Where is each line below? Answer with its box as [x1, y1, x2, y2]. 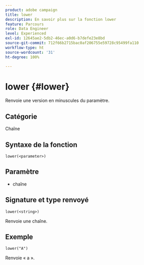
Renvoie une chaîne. [5, 218, 48, 224]
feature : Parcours [5, 21, 44, 27]
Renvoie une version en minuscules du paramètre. [5, 97, 110, 104]
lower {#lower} [5, 81, 70, 92]
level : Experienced [5, 31, 46, 36]
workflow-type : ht [5, 45, 44, 50]
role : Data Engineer [5, 26, 49, 31]
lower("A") [5, 246, 28, 251]
